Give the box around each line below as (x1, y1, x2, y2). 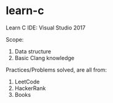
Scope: (6, 36, 24, 43)
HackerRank (14, 84, 46, 92)
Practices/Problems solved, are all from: (6, 66, 107, 74)
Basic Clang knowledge (14, 54, 75, 61)
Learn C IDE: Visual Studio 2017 (6, 24, 86, 31)
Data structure (14, 47, 52, 55)
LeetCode (14, 78, 40, 85)
